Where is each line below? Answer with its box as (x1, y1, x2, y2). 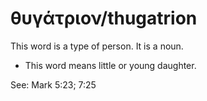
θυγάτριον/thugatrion (10, 7, 198, 30)
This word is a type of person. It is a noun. (10, 40, 184, 52)
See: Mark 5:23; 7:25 (10, 78, 97, 91)
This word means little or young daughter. (24, 59, 197, 71)
